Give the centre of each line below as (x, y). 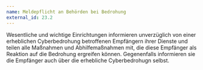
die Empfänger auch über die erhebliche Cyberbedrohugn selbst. (88, 60)
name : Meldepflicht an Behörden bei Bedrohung (66, 12)
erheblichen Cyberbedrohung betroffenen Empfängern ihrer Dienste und (97, 41)
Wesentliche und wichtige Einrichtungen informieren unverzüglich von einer (101, 34)
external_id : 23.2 (29, 17)
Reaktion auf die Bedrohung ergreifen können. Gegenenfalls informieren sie (101, 54)
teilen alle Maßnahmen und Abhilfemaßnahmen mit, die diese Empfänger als (101, 47)
